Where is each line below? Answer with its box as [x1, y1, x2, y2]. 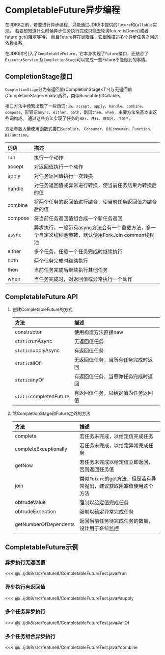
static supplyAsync [14, 347, 60, 354]
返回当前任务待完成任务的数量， [79, 518, 154, 524]
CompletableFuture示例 [5, 543, 79, 551]
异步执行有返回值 [5, 584, 46, 591]
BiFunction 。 [5, 132, 32, 137]
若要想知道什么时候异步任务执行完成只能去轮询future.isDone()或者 [14, 27, 149, 33]
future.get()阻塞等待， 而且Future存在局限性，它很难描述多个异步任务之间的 [5, 34, 159, 40]
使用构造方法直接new [74, 328, 124, 335]
